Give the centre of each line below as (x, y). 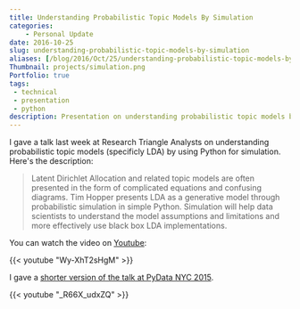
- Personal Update (59, 34)
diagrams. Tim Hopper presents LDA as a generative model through (155, 198)
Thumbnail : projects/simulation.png (77, 68)
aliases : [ (29, 59)
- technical (35, 92)
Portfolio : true (39, 76)
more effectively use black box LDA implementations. (129, 226)
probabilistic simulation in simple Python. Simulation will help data (152, 207)
